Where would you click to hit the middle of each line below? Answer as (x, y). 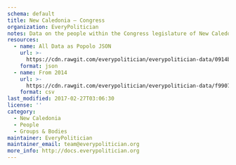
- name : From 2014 (41, 72)
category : (22, 112)
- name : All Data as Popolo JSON (63, 46)
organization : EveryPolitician (53, 27)
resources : (23, 40)
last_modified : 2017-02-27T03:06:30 (61, 99)
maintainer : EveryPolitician (50, 138)
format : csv (37, 92)
